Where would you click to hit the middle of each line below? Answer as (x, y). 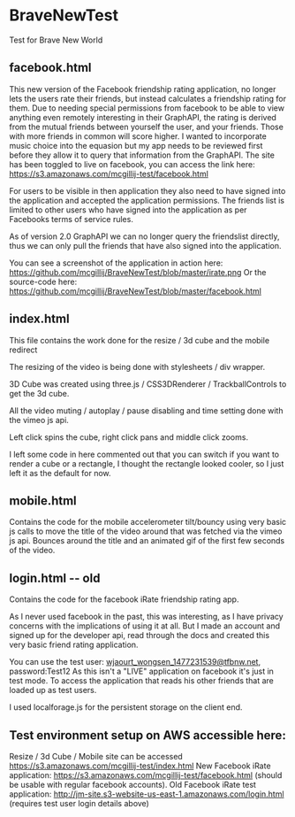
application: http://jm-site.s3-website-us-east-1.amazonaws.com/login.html (147, 794)
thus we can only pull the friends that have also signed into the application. (145, 245)
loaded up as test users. (53, 690)
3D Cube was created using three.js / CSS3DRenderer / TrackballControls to (148, 384)
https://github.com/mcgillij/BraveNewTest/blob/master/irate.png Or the (138, 272)
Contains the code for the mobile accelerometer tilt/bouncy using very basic (148, 522)
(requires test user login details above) (79, 803)
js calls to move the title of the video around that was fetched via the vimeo (146, 531)
